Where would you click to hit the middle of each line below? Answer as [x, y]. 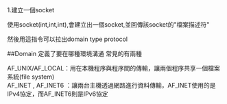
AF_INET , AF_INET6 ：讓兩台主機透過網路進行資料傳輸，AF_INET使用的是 [111, 85]
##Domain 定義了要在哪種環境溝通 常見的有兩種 [74, 54]
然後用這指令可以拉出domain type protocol [68, 39]
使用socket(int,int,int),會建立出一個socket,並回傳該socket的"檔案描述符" [108, 25]
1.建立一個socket [31, 10]
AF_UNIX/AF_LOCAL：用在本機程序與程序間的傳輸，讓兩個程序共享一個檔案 [114, 68]
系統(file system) [31, 77]
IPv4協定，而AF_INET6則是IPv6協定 [58, 94]
